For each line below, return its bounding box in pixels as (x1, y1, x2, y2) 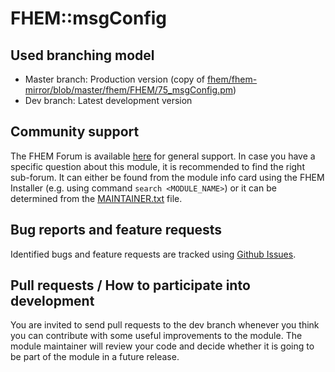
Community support (10, 123, 140, 141)
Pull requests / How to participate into (10, 277, 251, 294)
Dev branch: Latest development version (24, 95, 193, 106)
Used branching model (10, 47, 155, 64)
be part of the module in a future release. (10, 351, 180, 363)
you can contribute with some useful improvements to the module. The (10, 330, 303, 342)
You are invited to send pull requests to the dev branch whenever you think (10, 319, 320, 331)
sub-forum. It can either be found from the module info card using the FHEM (10, 171, 325, 183)
